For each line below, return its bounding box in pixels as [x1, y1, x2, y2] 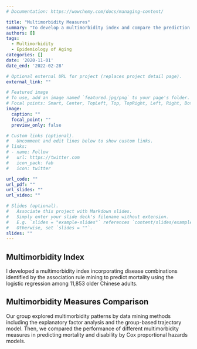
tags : [6, 36, 19, 42]
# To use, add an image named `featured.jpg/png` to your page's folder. [6, 95, 191, 101]
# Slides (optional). [6, 203, 59, 209]
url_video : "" [6, 192, 41, 198]
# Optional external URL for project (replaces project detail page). [6, 73, 182, 79]
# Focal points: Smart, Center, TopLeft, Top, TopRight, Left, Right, [6, 100, 182, 106]
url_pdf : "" [6, 181, 35, 188]
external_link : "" [6, 79, 51, 85]
